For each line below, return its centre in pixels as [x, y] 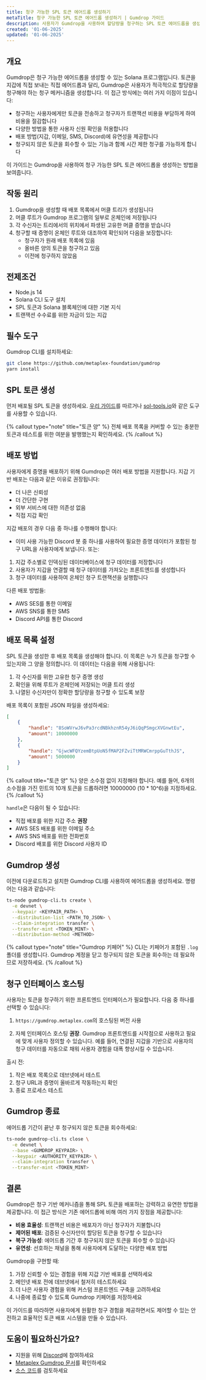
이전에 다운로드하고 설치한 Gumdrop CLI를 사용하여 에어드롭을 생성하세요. [95, 881]
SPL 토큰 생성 [31, 390]
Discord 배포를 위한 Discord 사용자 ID [61, 844]
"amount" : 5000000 [52, 757]
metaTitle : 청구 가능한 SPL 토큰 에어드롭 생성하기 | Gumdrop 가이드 [85, 18]
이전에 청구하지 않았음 [51, 255]
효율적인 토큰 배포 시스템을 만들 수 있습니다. [75, 1317]
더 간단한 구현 [32, 500]
